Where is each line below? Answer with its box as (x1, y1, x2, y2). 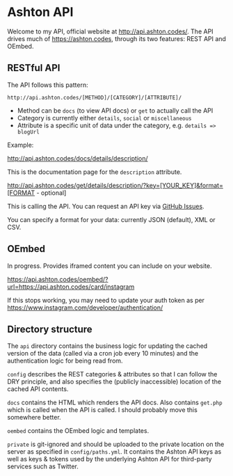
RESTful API (7, 62, 61, 74)
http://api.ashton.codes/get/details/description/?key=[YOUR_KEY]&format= (7, 181, 224, 189)
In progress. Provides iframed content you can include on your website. (7, 262, 212, 270)
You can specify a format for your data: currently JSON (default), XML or (7, 215, 216, 223)
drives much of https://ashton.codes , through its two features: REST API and (7, 34, 226, 42)
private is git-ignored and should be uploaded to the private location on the (7, 440, 225, 449)
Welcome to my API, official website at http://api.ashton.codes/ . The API (7, 27, 214, 35)
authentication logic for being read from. (7, 356, 123, 365)
